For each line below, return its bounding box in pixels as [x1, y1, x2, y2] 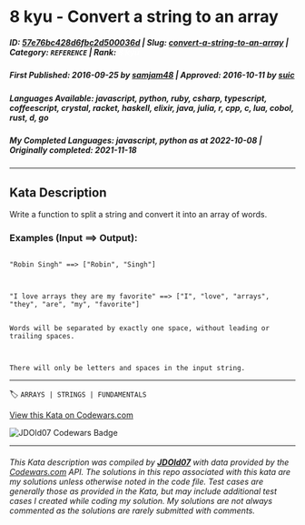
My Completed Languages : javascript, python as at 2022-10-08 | [9, 135, 262, 146]
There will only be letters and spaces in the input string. [9, 364, 246, 373]
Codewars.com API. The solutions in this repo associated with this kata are [9, 466, 291, 477]
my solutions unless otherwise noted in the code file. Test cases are [9, 476, 264, 487]
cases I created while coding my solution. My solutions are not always [9, 495, 273, 506]
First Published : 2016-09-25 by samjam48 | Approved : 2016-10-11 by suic [9, 70, 295, 81]
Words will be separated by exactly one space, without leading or [9, 324, 271, 333]
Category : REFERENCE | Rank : [9, 46, 116, 57]
